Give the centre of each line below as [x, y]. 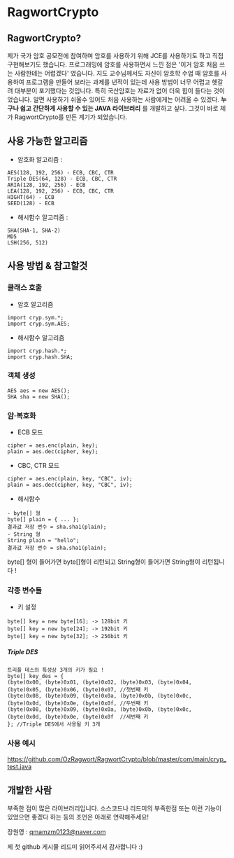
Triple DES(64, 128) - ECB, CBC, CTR [62, 179]
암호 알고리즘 [35, 304]
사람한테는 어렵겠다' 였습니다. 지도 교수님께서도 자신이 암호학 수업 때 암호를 [117, 73]
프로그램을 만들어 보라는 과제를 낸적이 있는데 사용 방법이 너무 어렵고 [118, 82]
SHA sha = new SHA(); [39, 396]
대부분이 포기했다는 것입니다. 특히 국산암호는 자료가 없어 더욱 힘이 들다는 [113, 91]
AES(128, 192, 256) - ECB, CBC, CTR [60, 172]
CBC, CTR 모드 [38, 466]
